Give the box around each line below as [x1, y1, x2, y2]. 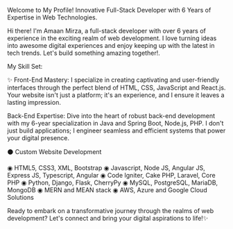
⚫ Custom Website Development [7, 148, 102, 155]
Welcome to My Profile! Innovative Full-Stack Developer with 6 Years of [7, 6, 212, 14]
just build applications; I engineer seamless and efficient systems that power [7, 126, 226, 135]
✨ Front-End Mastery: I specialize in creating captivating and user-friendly [7, 76, 220, 84]
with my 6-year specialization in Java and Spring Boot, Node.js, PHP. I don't [7, 119, 224, 127]
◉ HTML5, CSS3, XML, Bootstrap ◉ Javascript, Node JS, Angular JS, [7, 164, 206, 172]
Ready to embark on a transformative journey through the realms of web [7, 207, 214, 214]
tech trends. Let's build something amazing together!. [7, 49, 161, 57]
